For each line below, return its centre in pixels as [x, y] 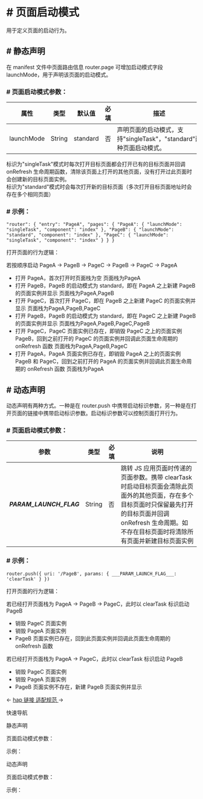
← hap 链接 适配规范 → [35, 700]
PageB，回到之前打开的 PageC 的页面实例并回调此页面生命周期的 [96, 339]
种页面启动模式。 [141, 148]
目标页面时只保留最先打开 [157, 505]
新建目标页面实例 [169, 541]
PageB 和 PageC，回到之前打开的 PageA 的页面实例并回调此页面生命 [101, 362]
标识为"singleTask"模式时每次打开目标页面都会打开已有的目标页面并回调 [96, 164]
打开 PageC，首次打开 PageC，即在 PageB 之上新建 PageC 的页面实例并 [105, 301]
